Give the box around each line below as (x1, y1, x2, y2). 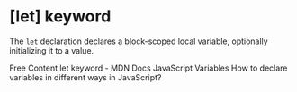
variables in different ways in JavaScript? (9, 71, 162, 82)
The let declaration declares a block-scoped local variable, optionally (9, 36, 268, 46)
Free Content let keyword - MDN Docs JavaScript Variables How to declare (9, 63, 288, 73)
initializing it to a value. (9, 45, 94, 55)
